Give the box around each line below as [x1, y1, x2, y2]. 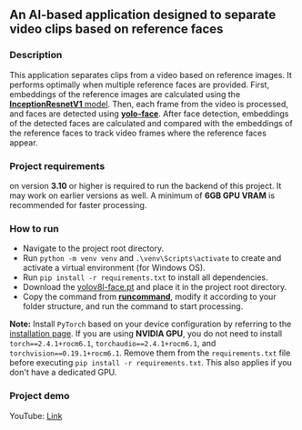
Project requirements [9, 159, 106, 172]
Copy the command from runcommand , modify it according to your [22, 291, 277, 303]
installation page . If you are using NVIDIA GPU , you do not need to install [9, 328, 283, 339]
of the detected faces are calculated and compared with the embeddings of [9, 117, 293, 128]
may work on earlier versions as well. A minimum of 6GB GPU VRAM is [9, 190, 276, 201]
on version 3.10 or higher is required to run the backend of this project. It [9, 180, 282, 191]
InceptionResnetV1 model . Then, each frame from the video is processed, [9, 98, 289, 109]
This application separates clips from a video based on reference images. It [9, 69, 293, 80]
